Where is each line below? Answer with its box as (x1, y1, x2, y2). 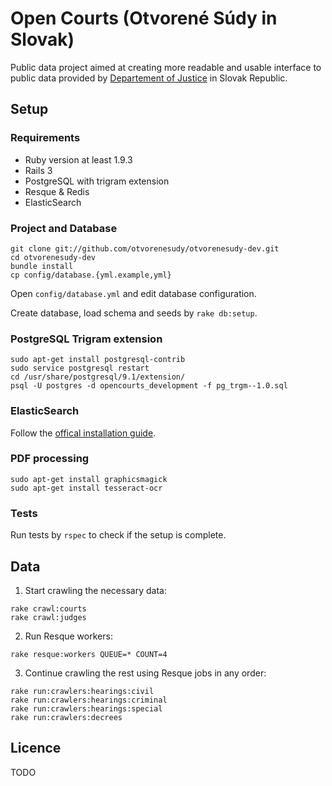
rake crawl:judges (10, 612, 87, 622)
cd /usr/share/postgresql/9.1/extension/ (10, 372, 186, 382)
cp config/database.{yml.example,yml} (10, 270, 172, 280)
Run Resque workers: (24, 630, 113, 642)
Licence (10, 740, 62, 757)
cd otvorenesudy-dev (10, 252, 97, 262)
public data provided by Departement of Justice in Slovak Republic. (10, 72, 288, 84)
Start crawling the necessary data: (24, 584, 167, 596)
